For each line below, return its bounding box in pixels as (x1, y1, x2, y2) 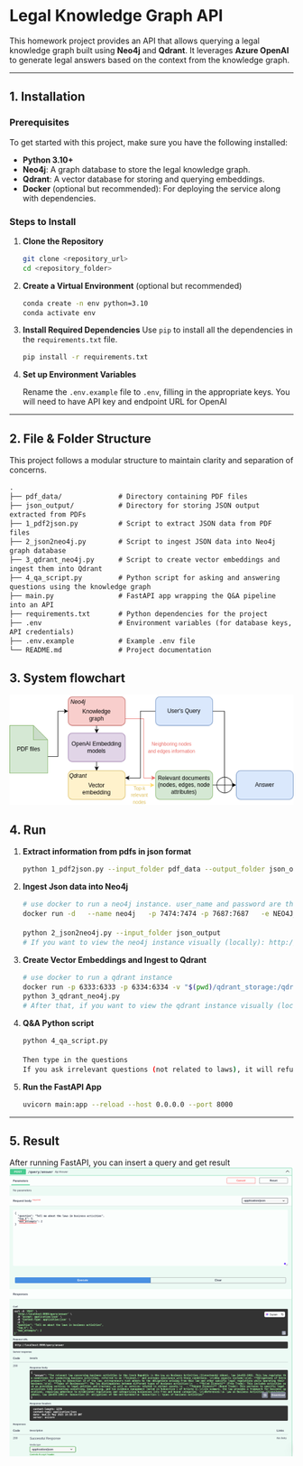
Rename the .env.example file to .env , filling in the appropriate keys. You (22, 387, 290, 397)
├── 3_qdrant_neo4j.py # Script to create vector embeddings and (9, 556, 280, 565)
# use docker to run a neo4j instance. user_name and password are (22, 900, 281, 909)
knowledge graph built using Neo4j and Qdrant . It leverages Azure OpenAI (9, 44, 289, 55)
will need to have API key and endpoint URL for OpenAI (22, 397, 227, 407)
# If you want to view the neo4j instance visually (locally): (22, 938, 266, 947)
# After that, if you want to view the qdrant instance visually (22, 1002, 273, 1011)
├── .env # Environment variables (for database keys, (9, 619, 293, 628)
